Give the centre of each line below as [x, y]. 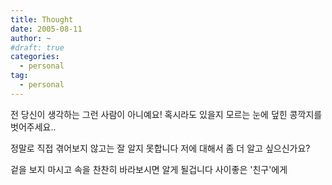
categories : [35, 57]
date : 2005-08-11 [46, 29]
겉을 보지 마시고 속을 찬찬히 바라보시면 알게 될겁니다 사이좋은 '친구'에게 [149, 169]
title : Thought [42, 19]
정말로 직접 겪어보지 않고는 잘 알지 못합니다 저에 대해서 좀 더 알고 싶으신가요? [160, 148]
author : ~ [31, 38]
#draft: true [37, 47]
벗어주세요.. [33, 127]
